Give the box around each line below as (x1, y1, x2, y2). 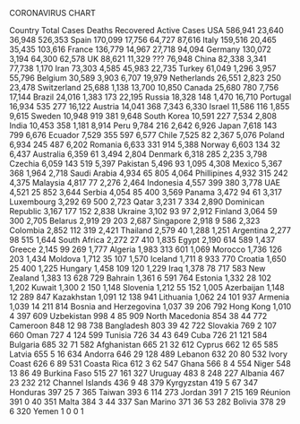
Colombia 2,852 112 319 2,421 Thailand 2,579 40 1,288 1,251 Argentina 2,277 (9, 225, 291, 236)
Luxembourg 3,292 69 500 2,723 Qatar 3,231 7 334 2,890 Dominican (9, 196, 265, 207)
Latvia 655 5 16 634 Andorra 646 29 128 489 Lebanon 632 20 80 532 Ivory (9, 349, 288, 359)
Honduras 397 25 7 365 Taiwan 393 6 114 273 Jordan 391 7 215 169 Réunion (9, 387, 291, 397)
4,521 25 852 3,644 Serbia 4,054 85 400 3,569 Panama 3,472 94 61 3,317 (9, 187, 282, 197)
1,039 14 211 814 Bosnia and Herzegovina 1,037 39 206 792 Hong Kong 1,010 (9, 301, 292, 312)
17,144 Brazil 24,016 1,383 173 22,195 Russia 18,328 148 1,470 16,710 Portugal (9, 91, 292, 102)
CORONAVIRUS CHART (9, 8, 96, 18)
